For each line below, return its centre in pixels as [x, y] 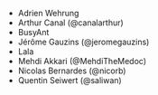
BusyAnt [33, 32]
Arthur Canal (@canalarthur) [70, 23]
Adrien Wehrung [48, 13]
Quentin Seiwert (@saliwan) [70, 80]
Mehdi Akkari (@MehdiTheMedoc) [82, 61]
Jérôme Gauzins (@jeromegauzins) [84, 42]
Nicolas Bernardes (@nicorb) [72, 71]
